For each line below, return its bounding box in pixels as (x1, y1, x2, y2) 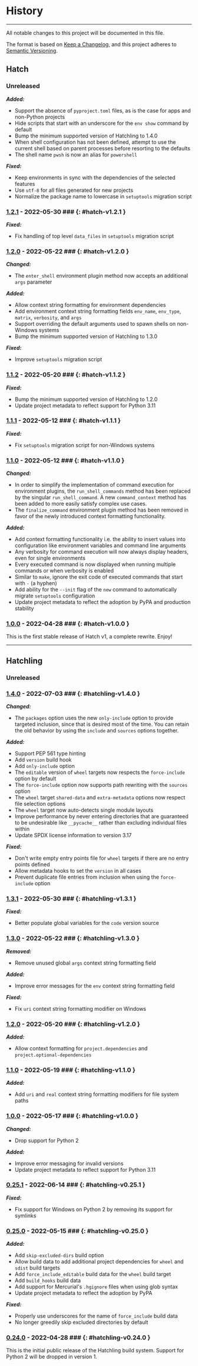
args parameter (14, 278, 52, 285)
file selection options (14, 801, 66, 808)
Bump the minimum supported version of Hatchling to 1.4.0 (14, 132, 158, 139)
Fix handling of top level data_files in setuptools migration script (14, 232, 174, 239)
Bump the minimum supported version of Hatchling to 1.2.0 (14, 396, 158, 403)
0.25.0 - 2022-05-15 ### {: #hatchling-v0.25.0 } (6, 1227, 149, 1235)
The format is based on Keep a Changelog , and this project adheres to (6, 40, 177, 48)
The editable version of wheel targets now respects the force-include (14, 769, 186, 776)
